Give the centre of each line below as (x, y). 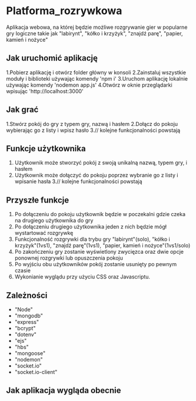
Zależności (27, 295)
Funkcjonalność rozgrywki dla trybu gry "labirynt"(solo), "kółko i (92, 239)
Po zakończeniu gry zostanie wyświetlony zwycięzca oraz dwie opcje (99, 252)
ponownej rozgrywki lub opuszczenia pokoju (69, 258)
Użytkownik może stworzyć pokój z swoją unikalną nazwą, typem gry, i (101, 163)
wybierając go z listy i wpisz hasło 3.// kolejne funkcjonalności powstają (93, 130)
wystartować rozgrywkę (44, 233)
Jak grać (22, 110)
